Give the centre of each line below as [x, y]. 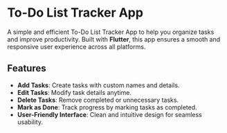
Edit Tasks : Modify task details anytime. [74, 92]
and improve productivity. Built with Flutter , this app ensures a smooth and [114, 39]
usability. [30, 122]
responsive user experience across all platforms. [76, 46]
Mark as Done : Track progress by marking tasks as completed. [107, 107]
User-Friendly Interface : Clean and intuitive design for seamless [109, 114]
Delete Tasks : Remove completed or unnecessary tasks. [98, 100]
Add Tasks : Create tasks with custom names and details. [98, 85]
